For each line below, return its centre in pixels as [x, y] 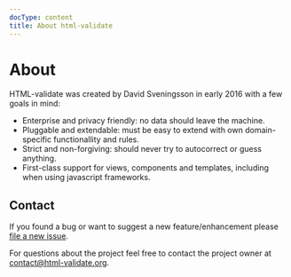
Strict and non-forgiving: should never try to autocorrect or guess [142, 149]
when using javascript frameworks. [86, 178]
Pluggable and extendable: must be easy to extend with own [133, 131]
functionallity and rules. [96, 139]
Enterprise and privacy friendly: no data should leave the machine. [143, 121]
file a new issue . [39, 236]
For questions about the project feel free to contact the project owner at [141, 253]
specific [36, 139]
